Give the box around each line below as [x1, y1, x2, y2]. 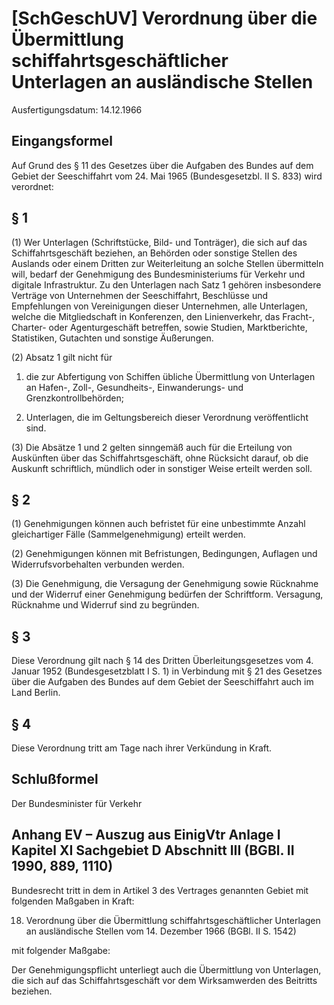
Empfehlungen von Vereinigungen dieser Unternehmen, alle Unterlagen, [11, 300, 308, 312]
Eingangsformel [11, 133, 113, 150]
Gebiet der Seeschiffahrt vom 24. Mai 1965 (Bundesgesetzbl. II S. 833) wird [11, 170, 323, 182]
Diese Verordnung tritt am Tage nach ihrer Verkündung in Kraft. [11, 742, 273, 754]
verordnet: [11, 180, 54, 192]
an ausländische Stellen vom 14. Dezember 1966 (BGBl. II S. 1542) [25, 925, 297, 937]
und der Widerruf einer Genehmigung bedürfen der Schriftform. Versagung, [11, 588, 324, 601]
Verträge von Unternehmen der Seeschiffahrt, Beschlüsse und [11, 289, 269, 301]
